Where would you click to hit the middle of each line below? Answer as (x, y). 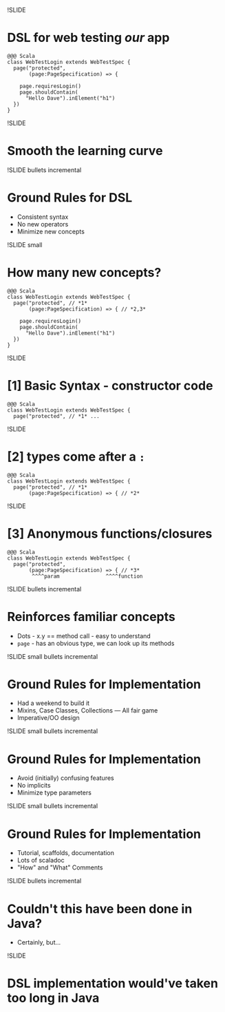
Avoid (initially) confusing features (66, 778)
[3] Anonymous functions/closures (110, 534)
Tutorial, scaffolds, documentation (66, 853)
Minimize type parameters (54, 793)
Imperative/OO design (49, 718)
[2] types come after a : (76, 456)
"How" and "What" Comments (60, 867)
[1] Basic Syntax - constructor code (110, 386)
